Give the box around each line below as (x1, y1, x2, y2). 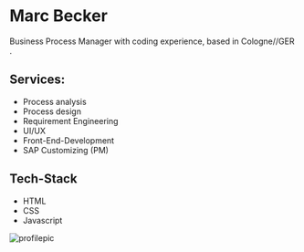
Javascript (22, 215, 63, 226)
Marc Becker (9, 5, 108, 26)
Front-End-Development (22, 134, 115, 146)
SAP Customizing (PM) (22, 144, 110, 155)
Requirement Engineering (22, 115, 119, 126)
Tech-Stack (9, 171, 78, 187)
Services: (9, 72, 66, 88)
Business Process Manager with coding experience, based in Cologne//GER (9, 36, 295, 47)
